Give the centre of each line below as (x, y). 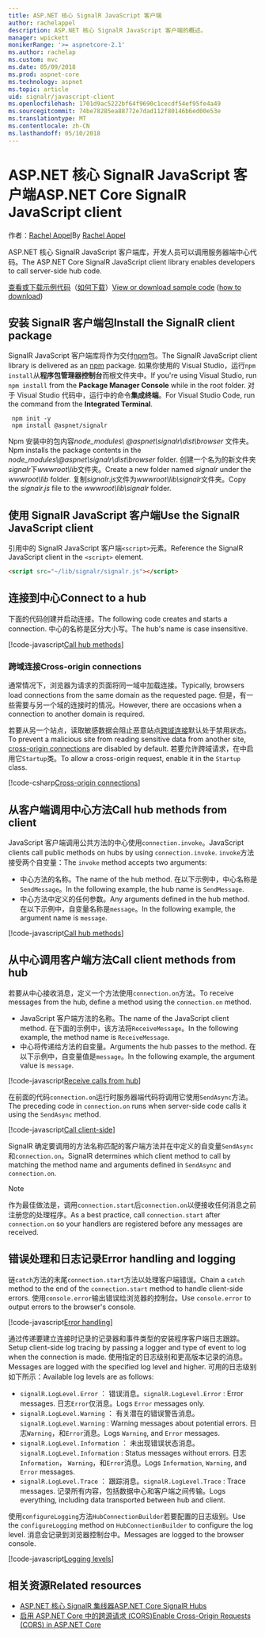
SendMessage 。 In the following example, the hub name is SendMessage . (132, 889)
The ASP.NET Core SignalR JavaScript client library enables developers (139, 261)
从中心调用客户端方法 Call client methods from (122, 960)
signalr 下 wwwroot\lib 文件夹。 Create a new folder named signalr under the (130, 470)
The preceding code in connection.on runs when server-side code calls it (127, 1106)
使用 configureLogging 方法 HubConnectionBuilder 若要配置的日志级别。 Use (127, 1516)
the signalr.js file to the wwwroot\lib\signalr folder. (90, 489)
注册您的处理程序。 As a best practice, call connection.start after (114, 1214)
